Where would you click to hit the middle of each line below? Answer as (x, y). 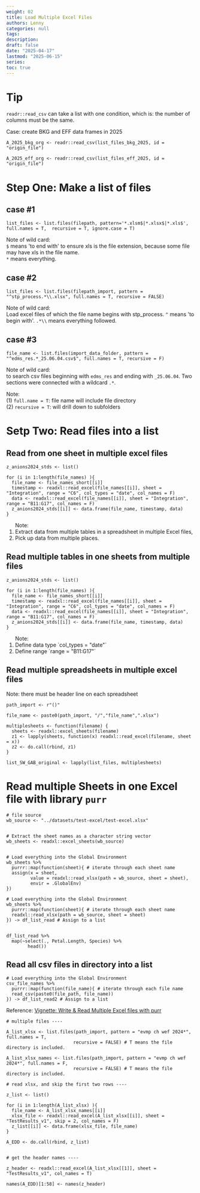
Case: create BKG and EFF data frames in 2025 (64, 132)
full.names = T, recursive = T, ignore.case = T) (71, 229)
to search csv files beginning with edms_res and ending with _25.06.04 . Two (99, 376)
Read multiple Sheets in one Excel (92, 786)
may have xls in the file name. (43, 253)
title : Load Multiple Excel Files (49, 17)
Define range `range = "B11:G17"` (55, 651)
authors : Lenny (25, 23)
